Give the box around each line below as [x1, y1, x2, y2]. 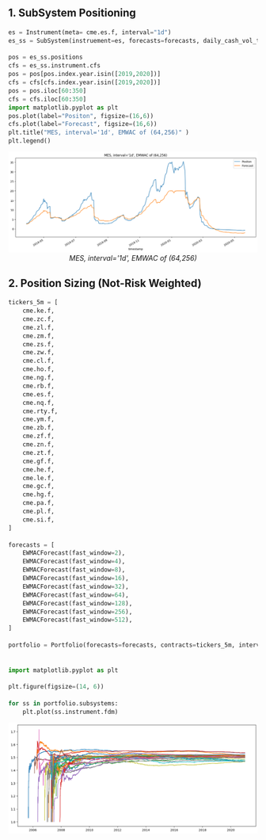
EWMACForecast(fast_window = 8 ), [22, 566, 126, 574]
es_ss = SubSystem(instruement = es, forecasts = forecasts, [8, 36, 200, 44]
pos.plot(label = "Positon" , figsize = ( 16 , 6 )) [8, 112, 154, 120]
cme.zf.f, [22, 432, 55, 441]
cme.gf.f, [22, 457, 55, 465]
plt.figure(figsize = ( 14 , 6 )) [8, 683, 104, 691]
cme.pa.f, [22, 499, 55, 507]
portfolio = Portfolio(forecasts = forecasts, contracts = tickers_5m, [8, 641, 236, 649]
